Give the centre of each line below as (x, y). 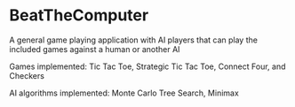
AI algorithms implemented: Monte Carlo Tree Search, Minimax (124, 93)
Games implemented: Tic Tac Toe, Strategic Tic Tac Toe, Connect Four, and (147, 66)
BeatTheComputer (79, 15)
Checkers (27, 75)
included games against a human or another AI (95, 49)
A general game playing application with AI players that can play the (133, 40)
